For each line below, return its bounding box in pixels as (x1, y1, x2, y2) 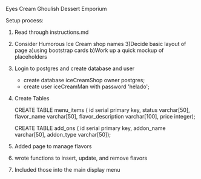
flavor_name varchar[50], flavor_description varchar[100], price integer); (14, 113, 196, 120)
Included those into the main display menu (14, 166, 120, 173)
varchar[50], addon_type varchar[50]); (14, 131, 111, 138)
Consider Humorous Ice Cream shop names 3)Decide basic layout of (14, 41, 186, 47)
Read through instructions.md (14, 28, 89, 36)
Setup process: (5, 17, 44, 24)
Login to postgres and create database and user (14, 65, 135, 72)
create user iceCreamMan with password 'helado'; (23, 83, 150, 90)
